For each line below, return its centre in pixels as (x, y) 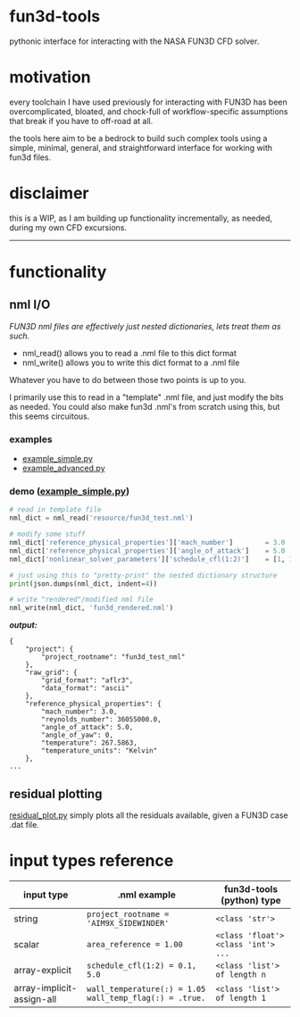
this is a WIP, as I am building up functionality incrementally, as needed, (141, 218)
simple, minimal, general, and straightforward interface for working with (141, 147)
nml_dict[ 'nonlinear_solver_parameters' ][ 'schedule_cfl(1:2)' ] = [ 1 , (147, 559)
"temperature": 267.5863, (90, 743)
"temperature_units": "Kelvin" (100, 751)
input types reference (92, 861)
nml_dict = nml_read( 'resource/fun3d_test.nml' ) (101, 518)
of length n (241, 974)
